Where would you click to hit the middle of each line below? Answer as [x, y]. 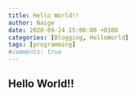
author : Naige [32, 23]
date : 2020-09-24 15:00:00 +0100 [63, 30]
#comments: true [35, 52]
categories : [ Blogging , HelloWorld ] [68, 37]
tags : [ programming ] [42, 45]
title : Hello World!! [44, 15]
